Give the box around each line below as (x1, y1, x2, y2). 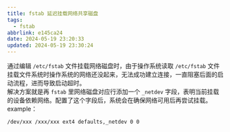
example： (7, 104, 38, 113)
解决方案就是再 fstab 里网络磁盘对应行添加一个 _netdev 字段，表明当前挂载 (7, 87, 220, 96)
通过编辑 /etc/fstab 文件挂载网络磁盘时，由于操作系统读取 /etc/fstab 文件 (7, 62, 220, 69)
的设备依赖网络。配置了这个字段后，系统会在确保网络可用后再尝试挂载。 (7, 96, 211, 104)
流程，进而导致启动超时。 (12, 79, 86, 87)
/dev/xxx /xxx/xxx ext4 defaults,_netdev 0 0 (7, 118, 139, 125)
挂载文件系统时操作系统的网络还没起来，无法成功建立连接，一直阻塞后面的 (7, 70, 218, 78)
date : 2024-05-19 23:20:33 (7, 36, 84, 43)
